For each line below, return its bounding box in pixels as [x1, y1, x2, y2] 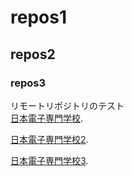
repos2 [10, 46, 56, 63]
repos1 [10, 6, 67, 29]
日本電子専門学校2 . [10, 133, 89, 145]
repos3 [10, 76, 47, 90]
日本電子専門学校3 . [10, 154, 89, 166]
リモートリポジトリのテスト [10, 99, 125, 111]
